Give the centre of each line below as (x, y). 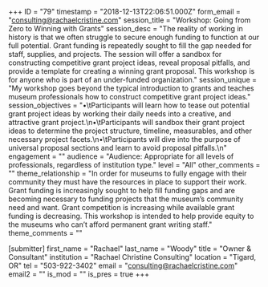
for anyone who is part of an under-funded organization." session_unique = (133, 80)
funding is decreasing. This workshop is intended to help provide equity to (131, 216)
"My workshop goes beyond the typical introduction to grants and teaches (131, 88)
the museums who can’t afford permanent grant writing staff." (110, 224)
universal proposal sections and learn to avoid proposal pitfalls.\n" (118, 148)
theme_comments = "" (45, 233)
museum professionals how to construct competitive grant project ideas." (130, 97)
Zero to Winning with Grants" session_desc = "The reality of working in (126, 28)
